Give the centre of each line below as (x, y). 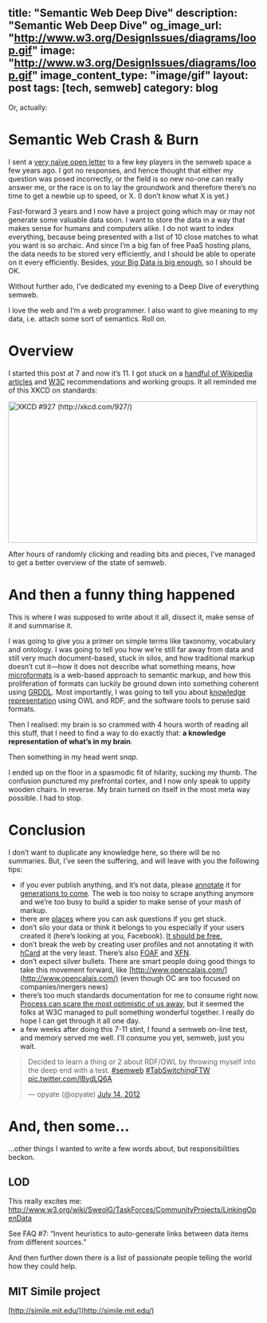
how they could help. (43, 1266)
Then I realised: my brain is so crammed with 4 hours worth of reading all (128, 724)
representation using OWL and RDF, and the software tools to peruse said (129, 700)
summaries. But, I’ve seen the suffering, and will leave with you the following (134, 861)
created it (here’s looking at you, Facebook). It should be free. (121, 935)
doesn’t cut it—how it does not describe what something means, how (122, 666)
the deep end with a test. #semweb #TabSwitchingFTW (119, 1070)
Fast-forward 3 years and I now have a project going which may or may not (132, 211)
